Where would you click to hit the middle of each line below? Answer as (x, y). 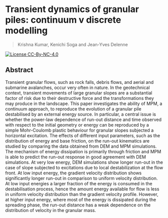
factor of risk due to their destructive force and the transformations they (80, 98)
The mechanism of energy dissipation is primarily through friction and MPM (83, 151)
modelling (26, 31)
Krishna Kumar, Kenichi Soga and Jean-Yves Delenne (72, 44)
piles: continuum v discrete (63, 20)
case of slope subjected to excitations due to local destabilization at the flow (84, 167)
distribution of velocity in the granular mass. (51, 210)
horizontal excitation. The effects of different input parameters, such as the (83, 135)
